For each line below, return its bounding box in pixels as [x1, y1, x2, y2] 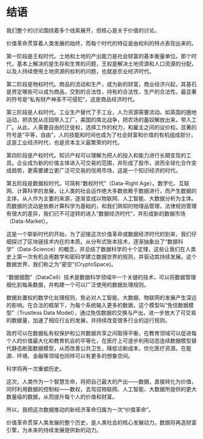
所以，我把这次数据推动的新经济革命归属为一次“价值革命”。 [6, 406, 154, 413]
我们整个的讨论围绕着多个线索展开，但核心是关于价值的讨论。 [6, 27, 160, 34]
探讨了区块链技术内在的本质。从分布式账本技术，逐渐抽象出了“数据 [11, 237, 178, 245]
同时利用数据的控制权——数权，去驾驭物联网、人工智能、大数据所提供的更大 [6, 385, 197, 392]
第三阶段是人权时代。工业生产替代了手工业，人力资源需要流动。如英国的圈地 [6, 108, 197, 116]
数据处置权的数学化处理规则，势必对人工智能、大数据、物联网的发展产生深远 [6, 294, 197, 301]
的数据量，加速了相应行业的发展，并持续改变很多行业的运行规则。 [6, 316, 170, 324]
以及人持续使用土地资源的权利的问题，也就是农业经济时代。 [6, 67, 155, 74]
